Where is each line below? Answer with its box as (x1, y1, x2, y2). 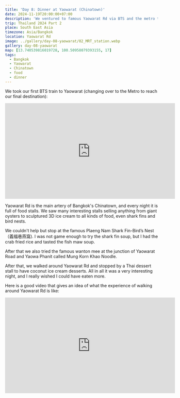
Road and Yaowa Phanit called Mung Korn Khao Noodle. (5, 253, 117, 259)
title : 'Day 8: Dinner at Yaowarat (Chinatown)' (5, 7, 105, 12)
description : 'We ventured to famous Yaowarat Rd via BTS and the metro (5, 16, 155, 21)
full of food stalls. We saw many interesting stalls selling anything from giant (5, 208, 157, 214)
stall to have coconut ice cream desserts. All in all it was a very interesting (5, 268, 153, 274)
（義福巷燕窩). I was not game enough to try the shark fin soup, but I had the (5, 233, 158, 239)
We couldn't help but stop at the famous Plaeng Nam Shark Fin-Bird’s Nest (5, 227, 154, 233)
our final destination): (5, 93, 48, 99)
